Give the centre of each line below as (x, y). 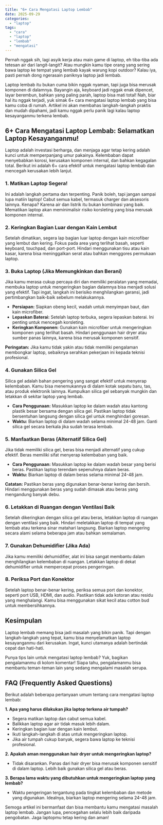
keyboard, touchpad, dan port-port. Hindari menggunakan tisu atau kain (77, 248)
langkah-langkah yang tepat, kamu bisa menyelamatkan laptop (68, 638)
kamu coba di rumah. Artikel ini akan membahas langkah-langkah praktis (78, 105)
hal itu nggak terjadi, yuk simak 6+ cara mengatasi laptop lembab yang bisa (81, 100)
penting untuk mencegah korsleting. (48, 322)
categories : (17, 18)
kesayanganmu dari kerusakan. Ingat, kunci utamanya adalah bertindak (76, 642)
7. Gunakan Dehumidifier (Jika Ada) (48, 546)
